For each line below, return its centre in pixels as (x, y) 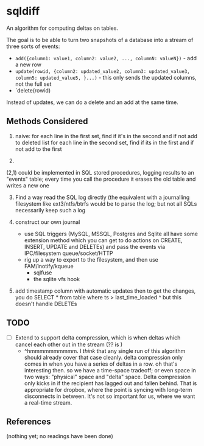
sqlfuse (43, 273)
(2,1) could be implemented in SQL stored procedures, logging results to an (100, 172)
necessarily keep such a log (50, 210)
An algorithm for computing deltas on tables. (62, 28)
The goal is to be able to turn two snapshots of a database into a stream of (100, 40)
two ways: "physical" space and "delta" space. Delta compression (107, 377)
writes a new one (28, 185)
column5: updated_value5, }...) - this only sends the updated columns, (106, 77)
